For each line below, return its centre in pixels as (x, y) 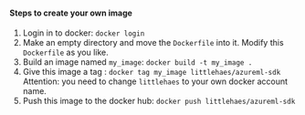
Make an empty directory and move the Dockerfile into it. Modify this (153, 43)
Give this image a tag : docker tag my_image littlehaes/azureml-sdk (152, 72)
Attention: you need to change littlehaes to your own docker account (155, 81)
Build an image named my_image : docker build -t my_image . (137, 62)
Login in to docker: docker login (84, 33)
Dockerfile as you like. (66, 52)
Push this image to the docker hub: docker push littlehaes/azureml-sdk (159, 101)
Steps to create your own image (71, 13)
